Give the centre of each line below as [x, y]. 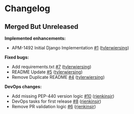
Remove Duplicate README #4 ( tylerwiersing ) [58, 77]
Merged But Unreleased [42, 27]
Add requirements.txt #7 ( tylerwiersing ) [51, 67]
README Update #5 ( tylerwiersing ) [47, 72]
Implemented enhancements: [35, 38]
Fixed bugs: [17, 57]
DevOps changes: [23, 87]
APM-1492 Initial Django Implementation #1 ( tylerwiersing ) [70, 48]
